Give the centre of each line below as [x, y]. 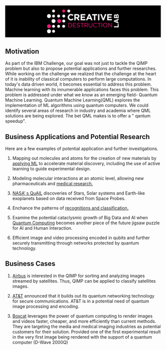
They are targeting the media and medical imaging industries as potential [86, 326]
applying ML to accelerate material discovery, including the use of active [86, 163]
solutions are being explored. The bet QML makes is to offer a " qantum [78, 116]
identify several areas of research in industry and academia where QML [78, 111]
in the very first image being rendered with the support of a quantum [82, 337]
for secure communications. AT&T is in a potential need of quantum [81, 301]
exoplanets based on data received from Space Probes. [69, 198]
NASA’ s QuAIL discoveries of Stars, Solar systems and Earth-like [79, 193]
